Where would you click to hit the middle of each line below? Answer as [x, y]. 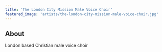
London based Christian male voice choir [46, 45]
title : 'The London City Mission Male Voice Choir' [59, 9]
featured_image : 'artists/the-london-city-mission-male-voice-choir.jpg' [82, 14]
